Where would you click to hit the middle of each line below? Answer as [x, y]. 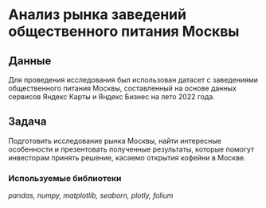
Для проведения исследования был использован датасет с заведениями [133, 80]
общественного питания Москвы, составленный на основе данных [123, 88]
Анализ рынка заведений [98, 15]
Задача [27, 122]
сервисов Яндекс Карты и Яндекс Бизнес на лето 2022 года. [111, 96]
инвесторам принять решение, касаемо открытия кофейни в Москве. [127, 157]
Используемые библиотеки [65, 178]
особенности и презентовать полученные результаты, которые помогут [131, 149]
